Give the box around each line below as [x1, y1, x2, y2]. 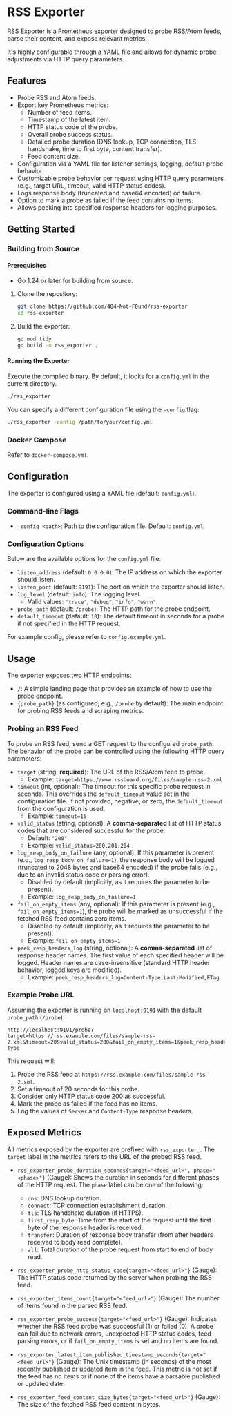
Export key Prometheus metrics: [17, 101, 109, 109]
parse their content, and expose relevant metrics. [7, 34, 147, 42]
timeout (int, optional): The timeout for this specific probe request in [17, 782, 211, 790]
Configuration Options [7, 539, 84, 549]
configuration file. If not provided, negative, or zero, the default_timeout [17, 797, 223, 805]
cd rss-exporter [17, 310, 64, 317]
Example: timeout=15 [27, 812, 87, 820]
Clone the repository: [17, 290, 78, 298]
